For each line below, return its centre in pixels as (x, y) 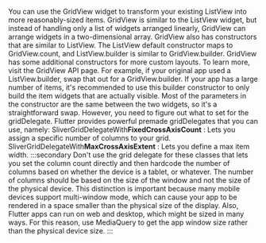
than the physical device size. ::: (61, 231)
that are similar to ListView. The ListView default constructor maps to (121, 45)
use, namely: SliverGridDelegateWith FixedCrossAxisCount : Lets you (122, 129)
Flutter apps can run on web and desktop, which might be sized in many (126, 214)
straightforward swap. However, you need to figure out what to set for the (129, 113)
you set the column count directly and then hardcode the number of (119, 163)
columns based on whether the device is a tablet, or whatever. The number (131, 172)
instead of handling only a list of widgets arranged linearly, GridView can (127, 28)
